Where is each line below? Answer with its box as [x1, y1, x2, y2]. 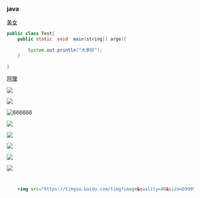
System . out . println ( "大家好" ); [28, 47, 103, 53]
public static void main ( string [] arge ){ [17, 36, 127, 43]
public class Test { [7, 31, 55, 37]
